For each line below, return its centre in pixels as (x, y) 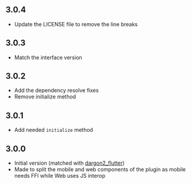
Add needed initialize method (54, 130)
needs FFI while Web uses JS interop (60, 176)
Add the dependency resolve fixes (56, 90)
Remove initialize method (45, 97)
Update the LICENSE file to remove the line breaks (76, 24)
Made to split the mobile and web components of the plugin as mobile (100, 169)
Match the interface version (48, 57)
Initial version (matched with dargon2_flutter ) (69, 163)
